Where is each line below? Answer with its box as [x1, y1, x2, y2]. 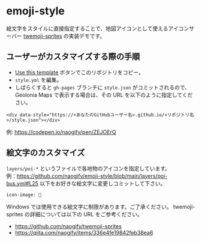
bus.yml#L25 [6, 180, 39, 187]
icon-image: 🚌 [6, 192, 42, 198]
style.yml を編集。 [14, 76, 62, 83]
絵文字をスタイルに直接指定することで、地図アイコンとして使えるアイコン [6, 25, 189, 32]
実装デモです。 [68, 32, 106, 40]
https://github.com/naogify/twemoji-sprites [14, 222, 122, 229]
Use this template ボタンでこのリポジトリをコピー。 [14, 68, 144, 76]
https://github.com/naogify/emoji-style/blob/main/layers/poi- [17, 172, 168, 180]
